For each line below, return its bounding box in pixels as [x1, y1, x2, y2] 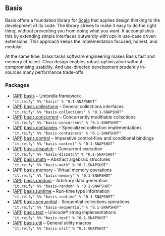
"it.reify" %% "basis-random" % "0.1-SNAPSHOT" [12, 184, 112, 189]
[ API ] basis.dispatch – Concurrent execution [12, 146, 103, 152]
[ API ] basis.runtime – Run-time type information [12, 188, 110, 194]
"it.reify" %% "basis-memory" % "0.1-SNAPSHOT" [12, 173, 112, 178]
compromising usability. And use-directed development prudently [5, 64, 140, 70]
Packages [5, 82, 30, 89]
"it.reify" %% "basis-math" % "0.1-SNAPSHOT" [12, 163, 108, 168]
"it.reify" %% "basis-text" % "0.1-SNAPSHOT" [12, 216, 108, 221]
